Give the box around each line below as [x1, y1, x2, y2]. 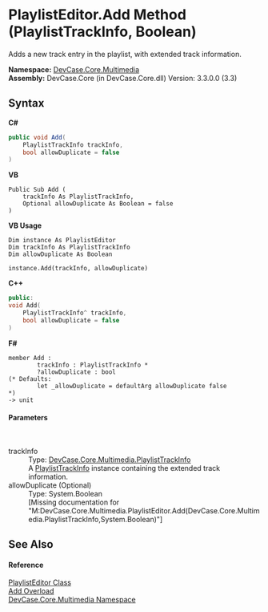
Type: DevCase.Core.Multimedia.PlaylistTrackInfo [28, 455, 191, 464]
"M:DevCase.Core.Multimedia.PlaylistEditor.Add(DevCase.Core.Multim [28, 505, 260, 515]
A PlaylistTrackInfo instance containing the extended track [28, 463, 221, 472]
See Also [8, 537, 54, 551]
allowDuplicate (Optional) [8, 480, 92, 490]
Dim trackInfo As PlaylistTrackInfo [8, 243, 130, 252]
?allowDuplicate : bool [37, 367, 116, 376]
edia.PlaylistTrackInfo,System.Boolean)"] [28, 514, 163, 524]
